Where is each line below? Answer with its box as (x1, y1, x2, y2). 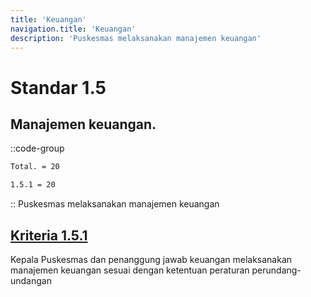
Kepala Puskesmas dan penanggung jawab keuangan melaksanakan (10, 253, 293, 265)
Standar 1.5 (10, 76, 107, 99)
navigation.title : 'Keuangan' (10, 24, 137, 34)
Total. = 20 (10, 162, 60, 172)
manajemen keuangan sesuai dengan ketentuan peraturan (10, 264, 250, 276)
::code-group (10, 142, 65, 155)
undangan (10, 274, 52, 286)
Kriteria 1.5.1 (10, 227, 88, 244)
